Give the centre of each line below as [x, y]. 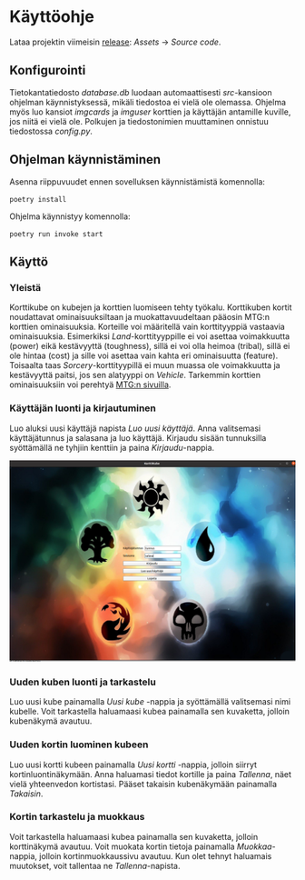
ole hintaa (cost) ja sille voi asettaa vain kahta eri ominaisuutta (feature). [144, 355]
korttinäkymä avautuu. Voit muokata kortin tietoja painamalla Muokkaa [141, 846]
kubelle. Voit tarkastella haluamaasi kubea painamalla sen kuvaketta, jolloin [150, 712]
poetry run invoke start [56, 234]
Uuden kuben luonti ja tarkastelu [83, 682]
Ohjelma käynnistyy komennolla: [70, 216]
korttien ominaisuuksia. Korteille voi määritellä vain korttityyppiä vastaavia [148, 327]
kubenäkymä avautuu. [51, 721]
